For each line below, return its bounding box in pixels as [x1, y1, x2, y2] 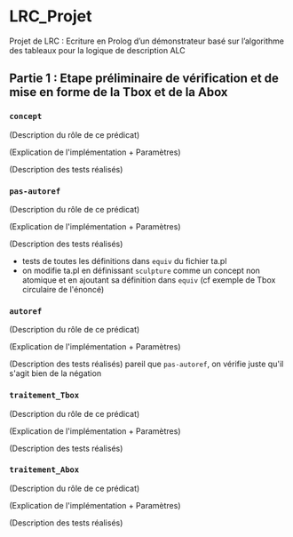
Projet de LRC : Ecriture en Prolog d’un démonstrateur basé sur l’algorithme [9, 36, 284, 46]
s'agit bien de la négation [9, 368, 102, 379]
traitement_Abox [9, 465, 80, 475]
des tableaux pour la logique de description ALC [9, 44, 186, 55]
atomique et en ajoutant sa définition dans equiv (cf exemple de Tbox [21, 274, 276, 285]
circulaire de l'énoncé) [21, 284, 105, 294]
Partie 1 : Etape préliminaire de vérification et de [9, 71, 280, 86]
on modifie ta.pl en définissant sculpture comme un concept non [21, 265, 260, 276]
